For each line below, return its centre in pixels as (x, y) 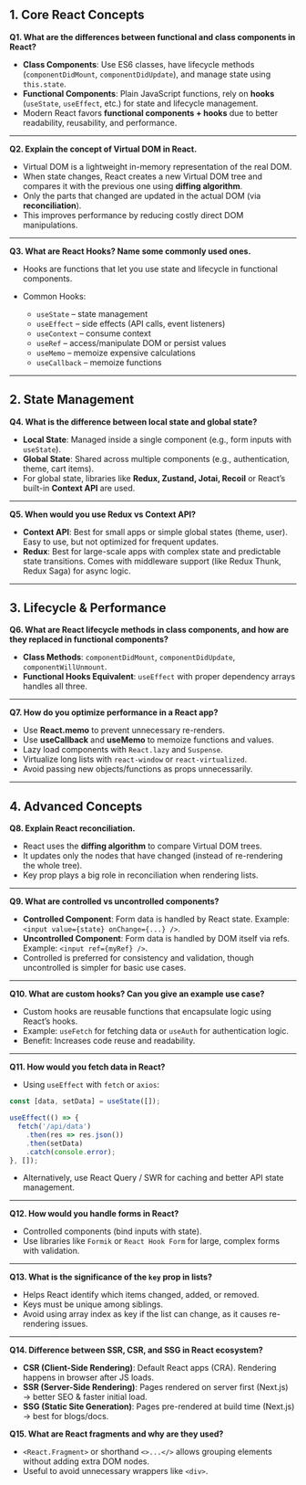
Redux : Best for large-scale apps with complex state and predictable (152, 551)
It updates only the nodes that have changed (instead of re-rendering (153, 856)
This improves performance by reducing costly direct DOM (133, 215)
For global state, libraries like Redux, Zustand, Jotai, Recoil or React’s (154, 478)
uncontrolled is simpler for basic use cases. (104, 968)
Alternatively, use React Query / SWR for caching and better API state (153, 1178)
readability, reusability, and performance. (100, 122)
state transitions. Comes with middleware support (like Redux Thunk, (152, 561)
